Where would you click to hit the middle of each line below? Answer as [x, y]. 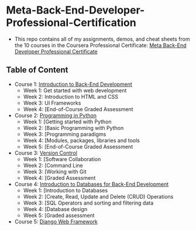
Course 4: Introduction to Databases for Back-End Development [92, 184]
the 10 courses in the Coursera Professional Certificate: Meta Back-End [100, 45]
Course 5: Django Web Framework [56, 222]
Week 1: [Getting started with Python [68, 122]
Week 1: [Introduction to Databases [66, 190]
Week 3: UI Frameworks [52, 103]
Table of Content [37, 70]
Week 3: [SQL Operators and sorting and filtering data [88, 203]
